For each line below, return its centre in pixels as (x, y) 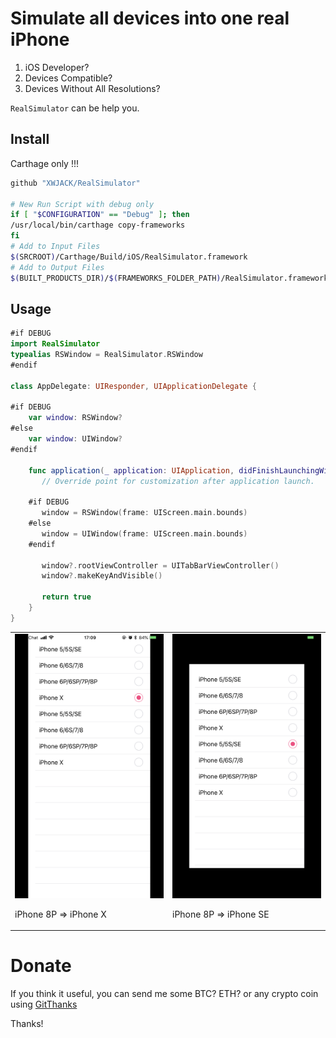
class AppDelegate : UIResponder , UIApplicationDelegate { (133, 386)
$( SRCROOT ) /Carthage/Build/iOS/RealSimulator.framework (129, 257)
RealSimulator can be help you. (75, 108)
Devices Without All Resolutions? (92, 88)
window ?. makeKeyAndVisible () (102, 576)
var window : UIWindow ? (75, 439)
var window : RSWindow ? (75, 418)
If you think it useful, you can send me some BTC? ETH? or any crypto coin (164, 994)
